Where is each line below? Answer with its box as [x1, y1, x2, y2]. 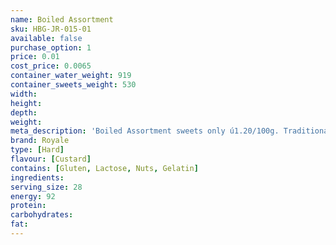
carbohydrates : [10, 210, 74, 220]
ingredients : [10, 172, 65, 183]
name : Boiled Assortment [10, 14, 114, 25]
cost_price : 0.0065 [10, 61, 92, 71]
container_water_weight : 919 [10, 71, 132, 81]
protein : [10, 201, 47, 211]
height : [10, 98, 43, 108]
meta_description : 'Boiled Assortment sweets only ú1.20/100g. [10, 126, 280, 136]
